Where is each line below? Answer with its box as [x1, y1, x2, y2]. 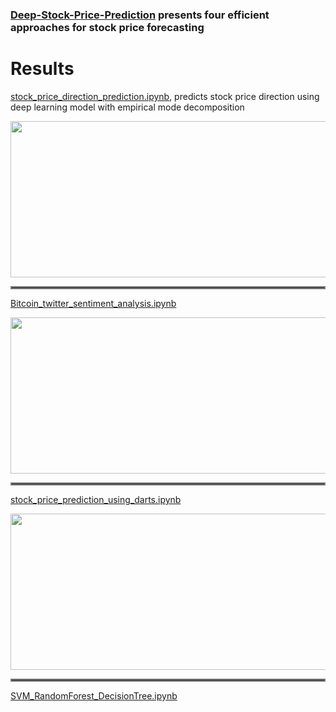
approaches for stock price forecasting [10, 20, 205, 34]
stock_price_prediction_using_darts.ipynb [10, 493, 182, 505]
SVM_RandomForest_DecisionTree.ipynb [10, 689, 178, 702]
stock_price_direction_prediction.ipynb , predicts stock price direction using [10, 90, 320, 102]
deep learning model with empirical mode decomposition [10, 101, 245, 113]
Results [10, 58, 75, 80]
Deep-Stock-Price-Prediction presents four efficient [10, 8, 270, 22]
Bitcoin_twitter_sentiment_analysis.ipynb [10, 297, 177, 309]
